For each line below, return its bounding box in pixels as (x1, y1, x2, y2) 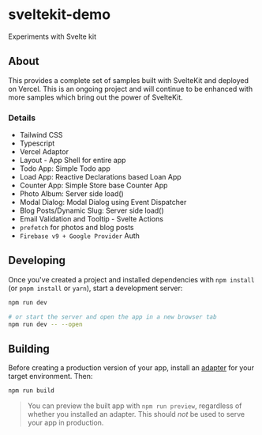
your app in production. (27, 418, 104, 428)
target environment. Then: (8, 372, 93, 381)
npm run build (8, 387, 55, 395)
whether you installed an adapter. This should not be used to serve (27, 410, 245, 419)
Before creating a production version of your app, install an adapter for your (8, 363, 255, 373)
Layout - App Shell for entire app (19, 156, 126, 165)
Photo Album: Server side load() (19, 189, 124, 199)
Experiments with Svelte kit (8, 32, 97, 41)
